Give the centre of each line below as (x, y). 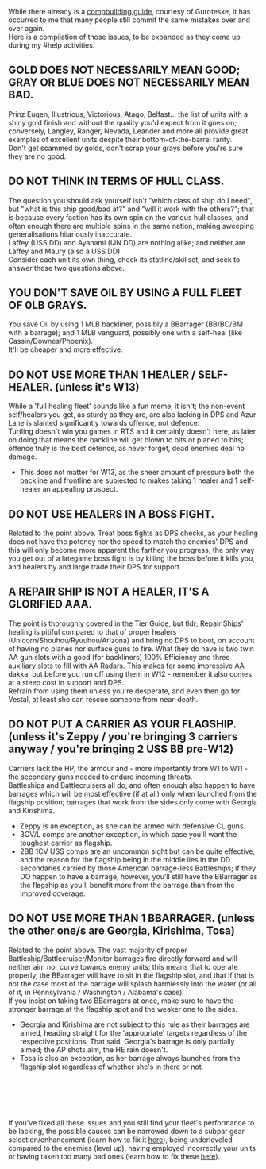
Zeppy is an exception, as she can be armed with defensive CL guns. (133, 826)
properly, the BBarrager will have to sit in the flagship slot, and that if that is (131, 975)
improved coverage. (52, 893)
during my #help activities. (52, 45)
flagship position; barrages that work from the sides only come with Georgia (133, 802)
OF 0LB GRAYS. (48, 305)
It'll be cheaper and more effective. (66, 349)
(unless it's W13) (97, 387)
